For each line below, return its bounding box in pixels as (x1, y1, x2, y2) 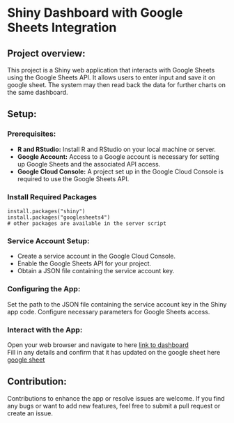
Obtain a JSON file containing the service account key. (17, 267, 175, 275)
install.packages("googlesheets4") (7, 214, 111, 221)
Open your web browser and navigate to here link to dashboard (7, 340, 189, 349)
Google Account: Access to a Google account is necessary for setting (17, 152, 219, 161)
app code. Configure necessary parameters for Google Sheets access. (7, 307, 210, 316)
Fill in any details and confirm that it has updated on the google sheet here (7, 348, 221, 356)
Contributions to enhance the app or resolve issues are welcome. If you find (7, 394, 225, 402)
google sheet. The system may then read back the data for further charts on (7, 81, 226, 89)
